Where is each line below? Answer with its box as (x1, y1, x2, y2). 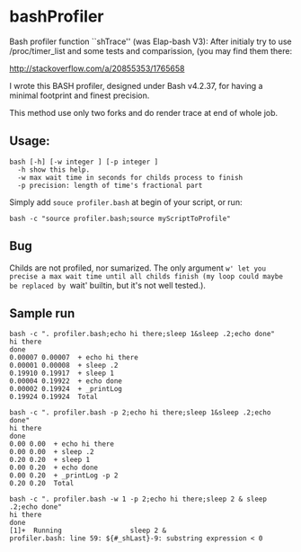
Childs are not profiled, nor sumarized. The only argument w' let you (9, 263, 267, 273)
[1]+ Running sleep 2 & (9, 526, 167, 536)
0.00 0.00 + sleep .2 (9, 448, 94, 457)
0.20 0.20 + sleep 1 (9, 456, 91, 465)
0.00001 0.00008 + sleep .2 (9, 361, 119, 370)
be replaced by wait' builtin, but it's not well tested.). (9, 280, 207, 290)
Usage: (9, 133, 51, 149)
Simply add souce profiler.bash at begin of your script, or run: (9, 196, 243, 208)
